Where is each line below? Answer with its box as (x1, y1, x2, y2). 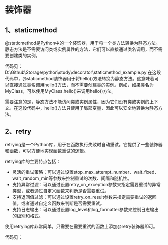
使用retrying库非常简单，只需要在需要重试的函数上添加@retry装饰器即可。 (5, 223, 158, 229)
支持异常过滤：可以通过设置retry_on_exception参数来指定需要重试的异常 (12, 181, 161, 187)
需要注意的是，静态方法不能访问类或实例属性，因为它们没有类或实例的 (5, 99, 150, 105)
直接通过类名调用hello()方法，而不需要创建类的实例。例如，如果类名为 (9, 82, 154, 88)
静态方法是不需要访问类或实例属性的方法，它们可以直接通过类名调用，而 (5, 46, 154, 52)
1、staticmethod (5, 26, 57, 34)
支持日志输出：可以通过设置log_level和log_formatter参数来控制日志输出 (12, 206, 159, 212)
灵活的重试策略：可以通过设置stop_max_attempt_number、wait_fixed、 (12, 169, 159, 175)
